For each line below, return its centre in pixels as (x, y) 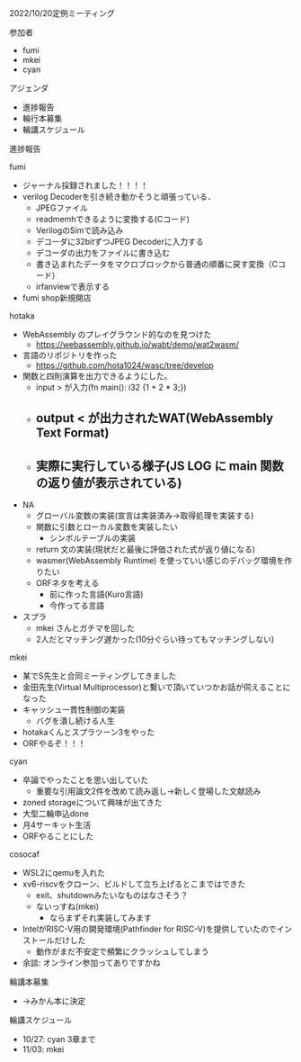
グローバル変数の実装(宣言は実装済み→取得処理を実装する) (145, 516)
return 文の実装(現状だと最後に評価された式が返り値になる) (146, 549)
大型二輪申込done (56, 814)
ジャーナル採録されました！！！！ (85, 185)
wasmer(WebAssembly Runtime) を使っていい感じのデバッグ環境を (160, 561)
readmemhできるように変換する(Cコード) (113, 219)
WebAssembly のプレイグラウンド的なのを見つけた (117, 334)
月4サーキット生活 (57, 825)
